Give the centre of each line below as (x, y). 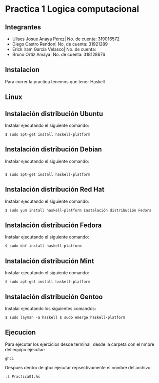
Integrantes (23, 27)
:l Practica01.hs (23, 376)
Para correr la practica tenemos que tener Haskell (55, 81)
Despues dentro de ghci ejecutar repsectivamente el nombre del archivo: (79, 367)
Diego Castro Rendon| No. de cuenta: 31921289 (60, 44)
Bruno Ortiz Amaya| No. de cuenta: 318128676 (59, 54)
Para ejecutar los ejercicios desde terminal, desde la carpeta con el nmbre (80, 344)
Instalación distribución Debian (54, 150)
